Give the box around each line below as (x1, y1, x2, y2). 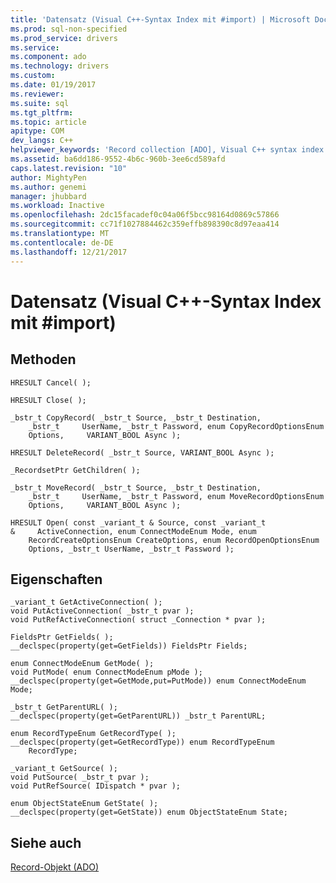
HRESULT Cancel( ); (10, 377, 92, 388)
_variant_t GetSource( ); (10, 764, 118, 774)
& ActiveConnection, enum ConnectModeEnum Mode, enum (10, 526, 257, 536)
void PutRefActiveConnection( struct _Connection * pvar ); (10, 615, 267, 625)
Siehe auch (10, 834, 82, 851)
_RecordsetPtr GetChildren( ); (10, 465, 141, 475)
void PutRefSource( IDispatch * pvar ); (10, 781, 182, 791)
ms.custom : (10, 71, 56, 81)
